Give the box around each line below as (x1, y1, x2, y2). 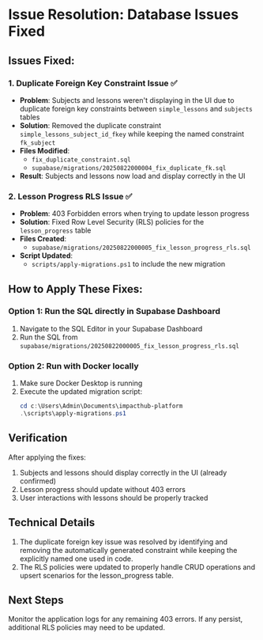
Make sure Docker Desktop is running (19, 378, 143, 388)
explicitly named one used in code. (19, 554, 133, 563)
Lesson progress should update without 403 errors (19, 484, 186, 494)
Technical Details (8, 516, 96, 529)
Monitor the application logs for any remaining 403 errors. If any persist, (8, 615, 243, 624)
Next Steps (8, 593, 64, 607)
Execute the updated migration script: (19, 387, 143, 396)
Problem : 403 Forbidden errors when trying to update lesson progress (19, 209, 250, 218)
